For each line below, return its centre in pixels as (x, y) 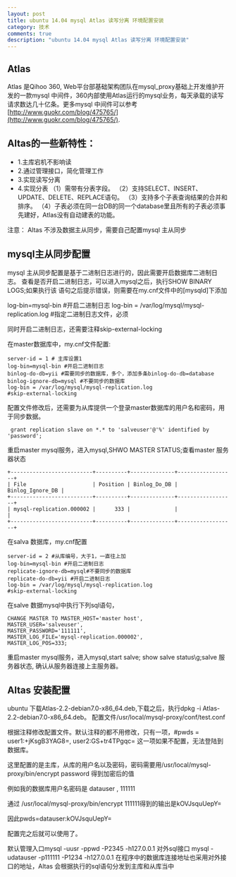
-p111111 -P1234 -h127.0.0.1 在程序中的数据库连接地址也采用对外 (129, 857)
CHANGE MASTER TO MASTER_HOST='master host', (75, 618)
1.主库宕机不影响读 (44, 162)
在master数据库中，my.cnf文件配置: (59, 344)
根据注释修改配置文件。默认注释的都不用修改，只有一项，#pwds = (103, 732)
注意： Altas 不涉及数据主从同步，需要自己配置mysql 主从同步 (97, 229)
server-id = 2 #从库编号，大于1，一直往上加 (67, 556)
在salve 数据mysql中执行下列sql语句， (63, 605)
